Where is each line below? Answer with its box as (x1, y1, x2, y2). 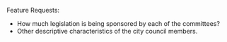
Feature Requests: (6, 6, 60, 14)
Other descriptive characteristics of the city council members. (16, 27, 198, 35)
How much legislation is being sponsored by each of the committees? (16, 20, 221, 27)
